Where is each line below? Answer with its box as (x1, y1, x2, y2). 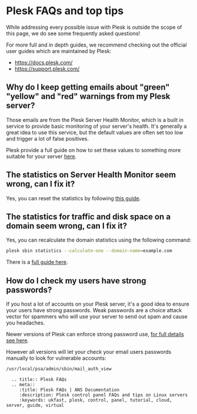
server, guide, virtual (6, 402, 65, 408)
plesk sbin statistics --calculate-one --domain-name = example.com (6, 248, 172, 254)
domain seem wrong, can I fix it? (6, 221, 128, 231)
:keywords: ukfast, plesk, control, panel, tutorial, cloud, (19, 397, 172, 403)
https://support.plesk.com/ (14, 65, 80, 72)
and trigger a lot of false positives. (6, 135, 89, 142)
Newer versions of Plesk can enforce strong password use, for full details (6, 331, 184, 338)
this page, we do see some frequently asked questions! (6, 29, 141, 37)
